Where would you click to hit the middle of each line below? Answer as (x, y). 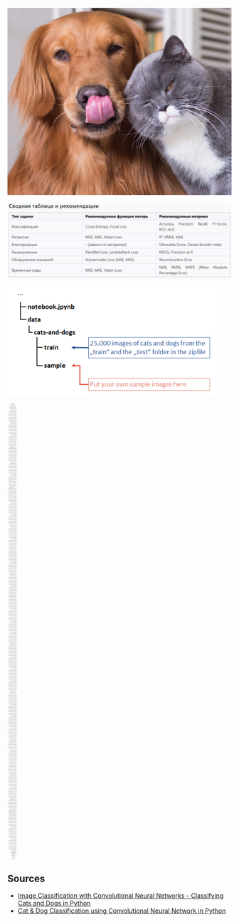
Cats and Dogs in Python (54, 904)
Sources (26, 878)
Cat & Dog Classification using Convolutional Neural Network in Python (122, 911)
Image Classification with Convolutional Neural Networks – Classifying (121, 896)
